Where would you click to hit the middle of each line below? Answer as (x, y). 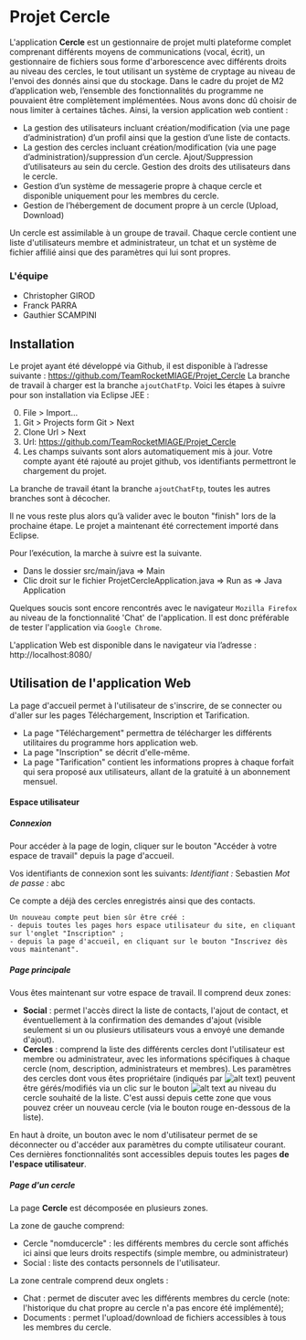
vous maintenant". (44, 950)
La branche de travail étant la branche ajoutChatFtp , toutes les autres (140, 489)
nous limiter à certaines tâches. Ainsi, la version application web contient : (149, 110)
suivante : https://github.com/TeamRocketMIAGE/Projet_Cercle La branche (150, 375)
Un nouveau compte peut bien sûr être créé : (97, 918)
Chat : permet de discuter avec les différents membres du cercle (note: (156, 1298)
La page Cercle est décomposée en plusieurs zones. (109, 1208)
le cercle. (40, 176)
